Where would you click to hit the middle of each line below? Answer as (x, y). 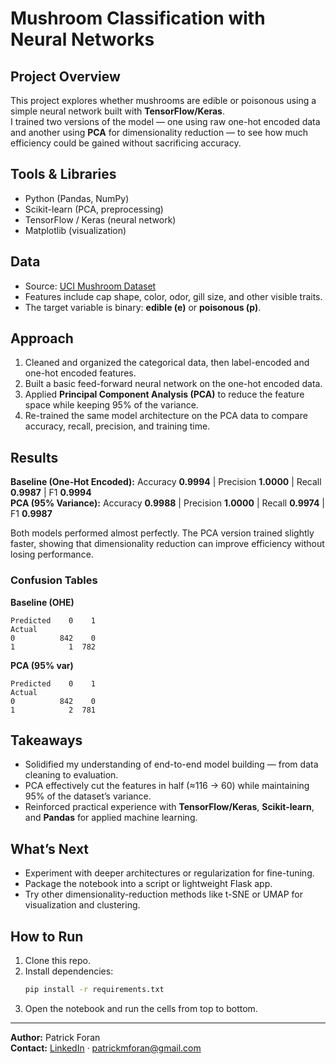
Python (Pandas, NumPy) (77, 198)
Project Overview (65, 76)
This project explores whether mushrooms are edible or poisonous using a (163, 100)
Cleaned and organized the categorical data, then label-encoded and (167, 363)
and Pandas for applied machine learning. (111, 818)
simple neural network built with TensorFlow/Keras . (117, 111)
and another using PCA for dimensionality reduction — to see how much (159, 132)
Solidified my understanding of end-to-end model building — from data (171, 764)
